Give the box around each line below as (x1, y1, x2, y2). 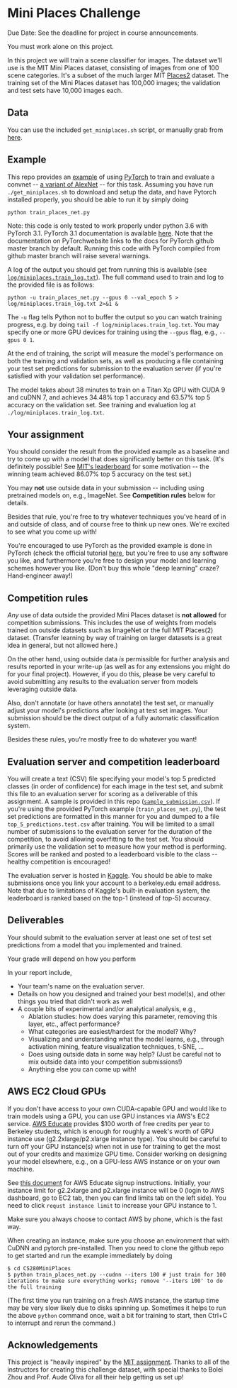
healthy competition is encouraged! (7, 857, 111, 866)
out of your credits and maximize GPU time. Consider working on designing (7, 1150, 228, 1158)
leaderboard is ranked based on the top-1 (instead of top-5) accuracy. (7, 894, 212, 902)
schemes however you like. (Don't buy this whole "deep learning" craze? (7, 564, 219, 573)
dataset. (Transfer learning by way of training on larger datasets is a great (7, 634, 222, 642)
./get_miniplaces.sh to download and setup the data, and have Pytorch (7, 187, 217, 196)
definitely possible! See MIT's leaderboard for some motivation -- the (7, 463, 209, 471)
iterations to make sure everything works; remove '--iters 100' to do (7, 1277, 223, 1284)
